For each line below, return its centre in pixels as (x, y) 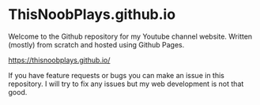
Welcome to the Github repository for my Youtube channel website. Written (130, 36)
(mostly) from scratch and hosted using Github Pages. (96, 44)
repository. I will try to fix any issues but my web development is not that (126, 84)
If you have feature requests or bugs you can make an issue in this (117, 75)
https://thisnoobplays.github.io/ (59, 60)
